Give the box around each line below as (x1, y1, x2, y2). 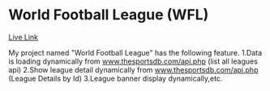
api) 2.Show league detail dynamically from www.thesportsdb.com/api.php (8, 64, 259, 74)
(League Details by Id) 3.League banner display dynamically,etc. (8, 73, 223, 83)
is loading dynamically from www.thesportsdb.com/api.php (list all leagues (8, 56, 258, 66)
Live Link (8, 32, 39, 42)
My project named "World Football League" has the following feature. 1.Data (8, 48, 263, 57)
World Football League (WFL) (8, 6, 209, 24)
